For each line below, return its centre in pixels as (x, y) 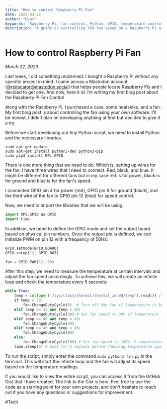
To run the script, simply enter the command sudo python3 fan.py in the (79, 356)
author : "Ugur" (21, 19)
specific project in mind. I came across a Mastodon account (66, 82)
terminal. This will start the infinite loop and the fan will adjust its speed (78, 361)
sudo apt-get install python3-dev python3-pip (54, 152)
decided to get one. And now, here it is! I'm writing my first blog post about (82, 92)
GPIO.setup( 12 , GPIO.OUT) (32, 253)
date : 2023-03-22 (23, 14)
